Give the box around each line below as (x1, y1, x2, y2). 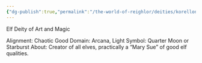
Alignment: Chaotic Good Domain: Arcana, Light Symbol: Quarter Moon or (6, 37, 189, 44)
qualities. (6, 49, 29, 57)
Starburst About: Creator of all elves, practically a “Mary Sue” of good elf (6, 43, 188, 50)
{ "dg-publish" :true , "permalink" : (6, 8, 90, 15)
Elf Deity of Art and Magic (6, 25, 70, 32)
